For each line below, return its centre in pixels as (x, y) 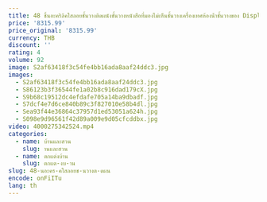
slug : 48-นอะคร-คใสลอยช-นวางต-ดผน (60, 171)
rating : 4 (25, 52)
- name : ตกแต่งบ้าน (42, 156)
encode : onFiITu (35, 179)
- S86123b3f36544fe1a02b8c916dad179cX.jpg (87, 89)
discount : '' (30, 45)
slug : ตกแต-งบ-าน (49, 164)
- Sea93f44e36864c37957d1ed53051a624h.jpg (87, 112)
